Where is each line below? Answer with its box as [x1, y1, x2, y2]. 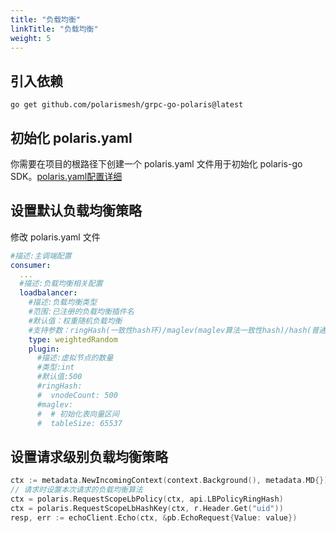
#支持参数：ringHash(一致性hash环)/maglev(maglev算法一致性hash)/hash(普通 [28, 325, 327, 335]
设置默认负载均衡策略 [10, 202, 142, 220]
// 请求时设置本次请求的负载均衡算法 [10, 485, 143, 495]
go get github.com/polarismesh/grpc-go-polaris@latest [10, 100, 244, 110]
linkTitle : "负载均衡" [10, 24, 99, 34]
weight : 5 [10, 33, 52, 43]
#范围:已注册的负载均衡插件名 [28, 307, 135, 317]
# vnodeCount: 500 [36, 390, 118, 400]
